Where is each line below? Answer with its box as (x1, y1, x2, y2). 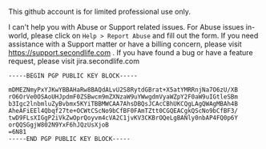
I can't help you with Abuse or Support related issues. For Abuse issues (8, 22, 244, 31)
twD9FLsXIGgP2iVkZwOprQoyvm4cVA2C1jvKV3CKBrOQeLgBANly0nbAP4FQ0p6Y (8, 114, 239, 122)
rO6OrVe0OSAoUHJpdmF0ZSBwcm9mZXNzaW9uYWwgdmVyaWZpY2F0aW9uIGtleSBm (8, 93, 239, 101)
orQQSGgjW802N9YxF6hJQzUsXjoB (8, 121, 110, 129)
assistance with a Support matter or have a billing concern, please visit (8, 39, 242, 49)
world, (8, 31, 30, 40)
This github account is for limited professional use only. (8, 7, 191, 16)
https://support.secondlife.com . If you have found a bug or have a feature (8, 48, 254, 57)
